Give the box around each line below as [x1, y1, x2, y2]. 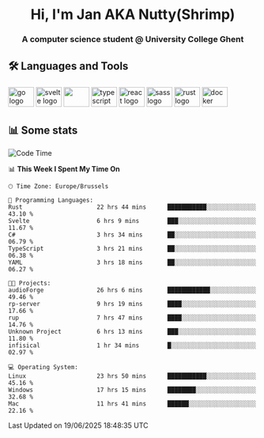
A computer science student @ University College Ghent [21, 34, 244, 45]
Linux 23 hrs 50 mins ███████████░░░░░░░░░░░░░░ [8, 372, 257, 380]
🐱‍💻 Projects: [8, 279, 51, 288]
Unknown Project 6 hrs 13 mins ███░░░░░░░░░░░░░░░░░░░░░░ [8, 328, 257, 336]
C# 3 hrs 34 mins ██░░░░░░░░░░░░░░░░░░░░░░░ [8, 231, 257, 239]
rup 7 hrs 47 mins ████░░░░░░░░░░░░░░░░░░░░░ [8, 314, 257, 322]
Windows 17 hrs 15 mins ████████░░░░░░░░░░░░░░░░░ [8, 386, 257, 395]
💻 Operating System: [8, 364, 79, 372]
